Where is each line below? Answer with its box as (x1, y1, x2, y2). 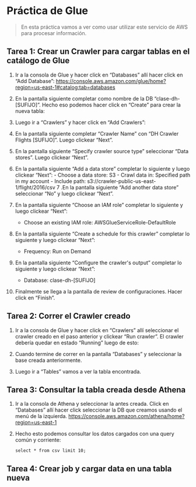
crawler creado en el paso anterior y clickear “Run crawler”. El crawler (15, 333, 184, 340)
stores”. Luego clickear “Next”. (15, 154, 89, 161)
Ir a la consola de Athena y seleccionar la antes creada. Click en (15, 400, 169, 407)
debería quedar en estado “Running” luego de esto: (15, 339, 139, 346)
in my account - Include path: (15, 177, 86, 185)
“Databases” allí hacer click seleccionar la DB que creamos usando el (15, 406, 183, 413)
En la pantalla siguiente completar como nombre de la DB (15, 95, 153, 102)
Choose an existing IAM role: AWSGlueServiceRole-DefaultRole (23, 219, 176, 226)
